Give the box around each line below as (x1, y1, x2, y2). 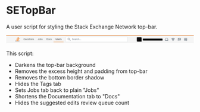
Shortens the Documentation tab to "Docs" (14, 93, 120, 100)
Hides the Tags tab (14, 81, 61, 88)
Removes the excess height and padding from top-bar (14, 68, 148, 75)
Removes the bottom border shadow (14, 74, 105, 81)
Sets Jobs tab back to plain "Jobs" (14, 87, 99, 94)
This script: (6, 50, 34, 57)
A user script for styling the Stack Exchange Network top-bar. (6, 23, 158, 30)
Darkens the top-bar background (14, 62, 96, 69)
